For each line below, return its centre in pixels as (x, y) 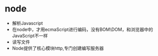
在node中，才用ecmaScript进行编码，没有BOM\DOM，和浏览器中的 (83, 29)
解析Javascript (28, 23)
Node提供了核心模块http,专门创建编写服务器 (58, 48)
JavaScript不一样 (30, 35)
